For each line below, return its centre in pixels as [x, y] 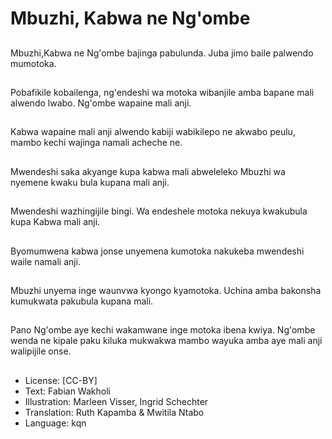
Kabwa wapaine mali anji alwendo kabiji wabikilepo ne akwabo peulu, [153, 132]
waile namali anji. [46, 261]
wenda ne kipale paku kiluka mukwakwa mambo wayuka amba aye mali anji [166, 341]
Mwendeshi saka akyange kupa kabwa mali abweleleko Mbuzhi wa [148, 171]
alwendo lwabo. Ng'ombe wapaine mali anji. [101, 103]
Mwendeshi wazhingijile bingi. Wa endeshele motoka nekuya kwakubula [159, 211]
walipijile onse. [41, 351]
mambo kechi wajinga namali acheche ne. [96, 143]
